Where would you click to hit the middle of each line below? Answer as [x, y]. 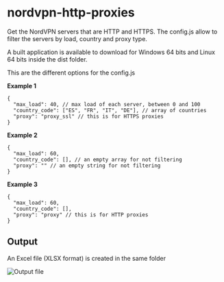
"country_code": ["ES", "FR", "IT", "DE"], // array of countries [110, 110]
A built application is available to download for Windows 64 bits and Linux [111, 52]
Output [22, 242]
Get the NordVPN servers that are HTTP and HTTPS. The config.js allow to [112, 31]
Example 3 [22, 184]
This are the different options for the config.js [71, 73]
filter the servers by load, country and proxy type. [77, 38]
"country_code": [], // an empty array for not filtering [98, 159]
